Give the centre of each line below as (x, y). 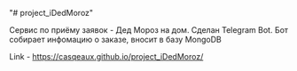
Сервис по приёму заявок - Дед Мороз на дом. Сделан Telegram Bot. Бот (149, 30)
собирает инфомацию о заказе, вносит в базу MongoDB (115, 39)
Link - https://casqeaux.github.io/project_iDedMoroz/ (106, 56)
